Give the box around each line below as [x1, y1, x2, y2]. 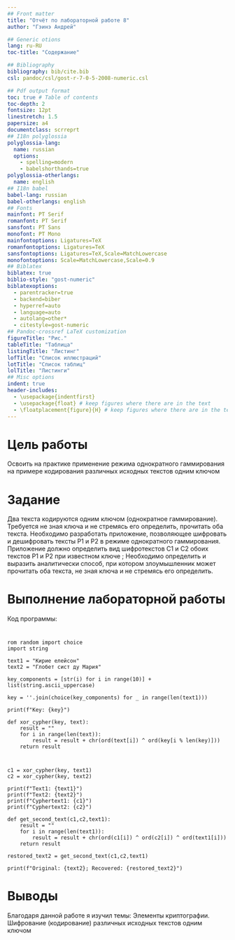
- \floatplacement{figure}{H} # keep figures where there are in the [13, 406, 220, 413]
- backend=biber [13, 296, 61, 303]
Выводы [7, 887, 58, 904]
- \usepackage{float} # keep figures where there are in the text [13, 400, 211, 407]
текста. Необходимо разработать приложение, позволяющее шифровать [7, 530, 227, 538]
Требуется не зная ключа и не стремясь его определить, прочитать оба [7, 523, 224, 531]
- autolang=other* [13, 315, 68, 322]
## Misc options [7, 374, 55, 381]
